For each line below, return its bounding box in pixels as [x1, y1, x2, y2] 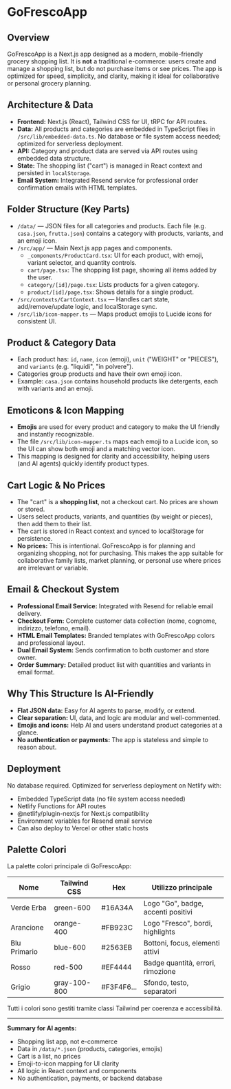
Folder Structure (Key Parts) [7, 203, 130, 215]
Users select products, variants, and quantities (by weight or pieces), [16, 512, 213, 521]
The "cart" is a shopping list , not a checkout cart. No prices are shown [16, 498, 219, 506]
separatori [143, 987, 177, 997]
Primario [10, 947, 38, 957]
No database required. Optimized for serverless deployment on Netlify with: [7, 781, 222, 790]
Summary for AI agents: [7, 1024, 77, 1032]
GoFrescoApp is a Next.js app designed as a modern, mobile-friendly [7, 50, 203, 58]
